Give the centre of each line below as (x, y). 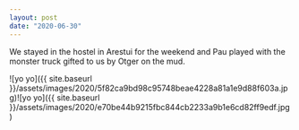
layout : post (34, 17)
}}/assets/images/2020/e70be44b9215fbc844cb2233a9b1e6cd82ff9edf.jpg (150, 107)
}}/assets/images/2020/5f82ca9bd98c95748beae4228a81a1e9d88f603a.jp (149, 88)
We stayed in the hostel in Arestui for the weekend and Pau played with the (148, 51)
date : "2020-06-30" (46, 26)
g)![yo (20, 97)
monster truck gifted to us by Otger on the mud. (97, 61)
